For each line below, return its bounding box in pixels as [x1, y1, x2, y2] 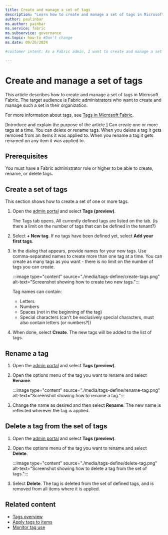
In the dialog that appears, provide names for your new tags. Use [12, 248, 146, 254]
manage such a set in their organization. [5, 102, 88, 108]
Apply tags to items [12, 519, 52, 525]
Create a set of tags [5, 185, 67, 193]
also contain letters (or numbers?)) [19, 320, 91, 326]
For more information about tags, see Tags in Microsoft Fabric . [5, 112, 134, 118]
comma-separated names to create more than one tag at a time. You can [12, 253, 162, 259]
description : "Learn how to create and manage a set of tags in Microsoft [5, 12, 164, 17]
